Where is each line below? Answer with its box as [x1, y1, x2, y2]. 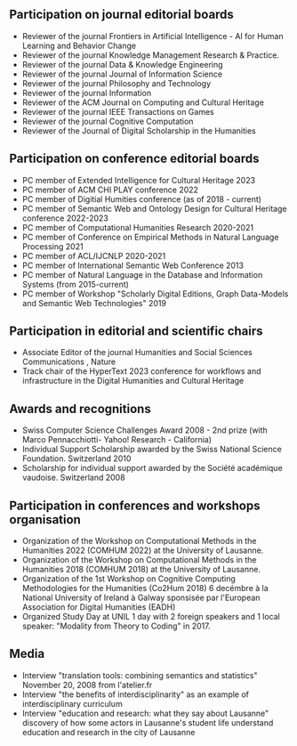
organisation [9, 512, 82, 527]
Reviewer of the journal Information [21, 87, 152, 98]
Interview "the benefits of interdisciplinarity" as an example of [21, 689, 250, 700]
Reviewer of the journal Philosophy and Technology [21, 77, 212, 88]
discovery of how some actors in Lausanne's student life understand [21, 717, 274, 728]
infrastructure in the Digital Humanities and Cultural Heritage [21, 376, 245, 386]
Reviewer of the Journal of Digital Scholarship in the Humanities [21, 125, 256, 136]
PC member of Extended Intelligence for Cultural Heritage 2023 [21, 174, 256, 185]
